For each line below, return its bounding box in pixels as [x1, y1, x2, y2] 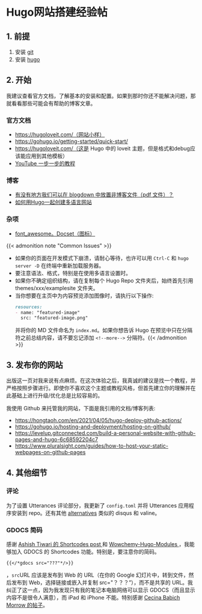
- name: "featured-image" [14, 309, 80, 315]
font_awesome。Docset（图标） [14, 229, 96, 237]
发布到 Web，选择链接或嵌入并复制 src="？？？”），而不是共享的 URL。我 [11, 579, 194, 586]
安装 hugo [14, 56, 40, 63]
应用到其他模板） [25, 153, 68, 160]
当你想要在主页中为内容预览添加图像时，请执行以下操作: [14, 292, 154, 299]
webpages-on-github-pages [14, 449, 86, 456]
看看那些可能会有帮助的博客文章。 [11, 100, 96, 107]
